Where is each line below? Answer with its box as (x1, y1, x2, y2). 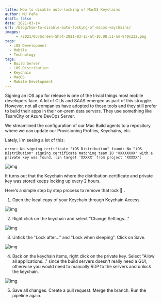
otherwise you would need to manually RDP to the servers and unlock (12, 263, 151, 269)
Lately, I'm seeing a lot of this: (5, 137, 65, 143)
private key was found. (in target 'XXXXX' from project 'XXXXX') (5, 155, 142, 160)
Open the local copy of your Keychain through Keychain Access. (12, 197, 141, 203)
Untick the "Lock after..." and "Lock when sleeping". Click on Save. (12, 234, 146, 240)
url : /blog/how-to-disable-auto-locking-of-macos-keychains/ (5, 25, 131, 30)
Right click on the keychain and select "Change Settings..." (12, 215, 130, 221)
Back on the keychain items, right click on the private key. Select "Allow (12, 253, 155, 259)
